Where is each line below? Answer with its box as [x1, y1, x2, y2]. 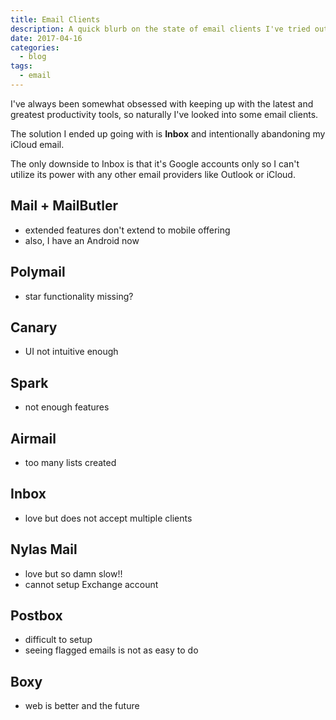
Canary [10, 319, 58, 336]
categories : [10, 42, 60, 53]
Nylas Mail [10, 541, 78, 558]
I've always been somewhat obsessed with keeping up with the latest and [10, 97, 314, 110]
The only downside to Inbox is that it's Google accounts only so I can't [10, 157, 300, 170]
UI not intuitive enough [24, 346, 119, 358]
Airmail [10, 430, 57, 447]
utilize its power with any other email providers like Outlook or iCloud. [10, 168, 296, 180]
